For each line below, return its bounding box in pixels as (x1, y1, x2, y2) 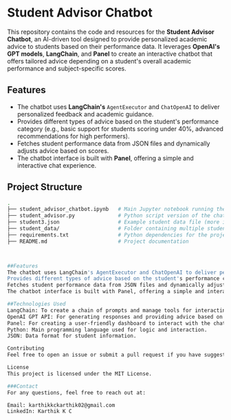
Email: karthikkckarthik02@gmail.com (7, 401, 115, 408)
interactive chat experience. (16, 161, 97, 170)
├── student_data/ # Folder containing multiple (7, 226, 205, 232)
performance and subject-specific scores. (7, 64, 126, 72)
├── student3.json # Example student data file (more (7, 219, 220, 226)
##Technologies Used (7, 301, 67, 308)
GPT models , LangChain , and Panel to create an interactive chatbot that (7, 50, 213, 58)
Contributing (7, 345, 45, 352)
